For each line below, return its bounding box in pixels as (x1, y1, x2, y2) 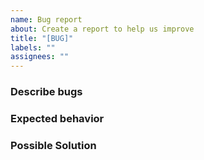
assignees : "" (10, 52, 70, 62)
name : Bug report (10, 14, 83, 25)
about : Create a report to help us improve (10, 24, 195, 34)
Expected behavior (10, 111, 105, 125)
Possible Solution (10, 138, 97, 152)
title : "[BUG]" (10, 33, 74, 43)
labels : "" (10, 42, 56, 53)
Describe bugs (10, 85, 83, 99)
